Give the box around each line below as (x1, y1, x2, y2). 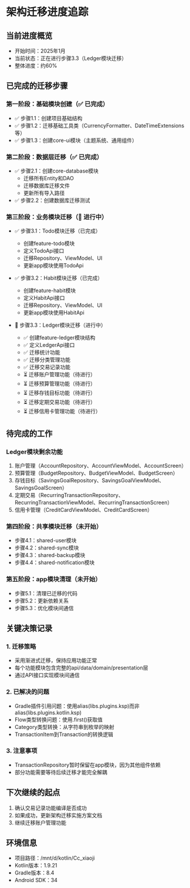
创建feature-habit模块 (23, 287, 76, 294)
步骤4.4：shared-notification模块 (14, 559, 95, 566)
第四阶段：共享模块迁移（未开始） (6, 522, 103, 531)
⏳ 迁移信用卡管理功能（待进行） (23, 407, 101, 415)
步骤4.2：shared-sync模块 (14, 544, 79, 551)
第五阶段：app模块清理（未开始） (6, 575, 101, 584)
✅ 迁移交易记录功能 (23, 363, 71, 371)
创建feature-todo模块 (23, 240, 75, 247)
